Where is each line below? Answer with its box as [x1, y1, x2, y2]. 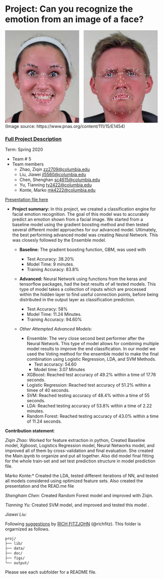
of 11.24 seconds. [26, 418, 62, 424]
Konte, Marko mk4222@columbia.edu [19, 187, 96, 193]
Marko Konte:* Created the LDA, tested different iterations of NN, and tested [5, 473, 159, 478]
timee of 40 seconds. [26, 387, 70, 393]
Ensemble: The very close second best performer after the [26, 335, 145, 341]
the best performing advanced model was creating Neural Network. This [12, 232, 158, 238]
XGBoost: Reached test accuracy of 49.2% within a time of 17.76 [26, 372, 156, 377]
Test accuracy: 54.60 [34, 361, 77, 367]
